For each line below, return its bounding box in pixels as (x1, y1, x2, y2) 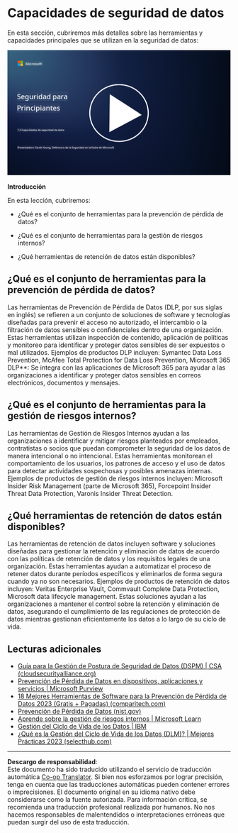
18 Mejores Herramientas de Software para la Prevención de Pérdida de (17, 692, 227, 700)
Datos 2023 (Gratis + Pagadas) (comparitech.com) (17, 700, 166, 708)
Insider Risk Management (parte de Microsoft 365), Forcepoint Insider (7, 481, 211, 490)
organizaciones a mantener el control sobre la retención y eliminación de (7, 600, 220, 608)
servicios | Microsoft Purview (17, 685, 103, 693)
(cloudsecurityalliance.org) (17, 669, 97, 678)
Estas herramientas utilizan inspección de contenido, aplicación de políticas (7, 333, 229, 341)
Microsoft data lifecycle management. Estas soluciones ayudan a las (7, 592, 207, 601)
